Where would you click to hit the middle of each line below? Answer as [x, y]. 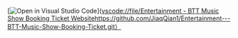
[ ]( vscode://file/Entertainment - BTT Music [113, 11]
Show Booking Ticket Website [51, 18]
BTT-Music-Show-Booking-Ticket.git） [64, 27]
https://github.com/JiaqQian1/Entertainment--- [163, 18]
